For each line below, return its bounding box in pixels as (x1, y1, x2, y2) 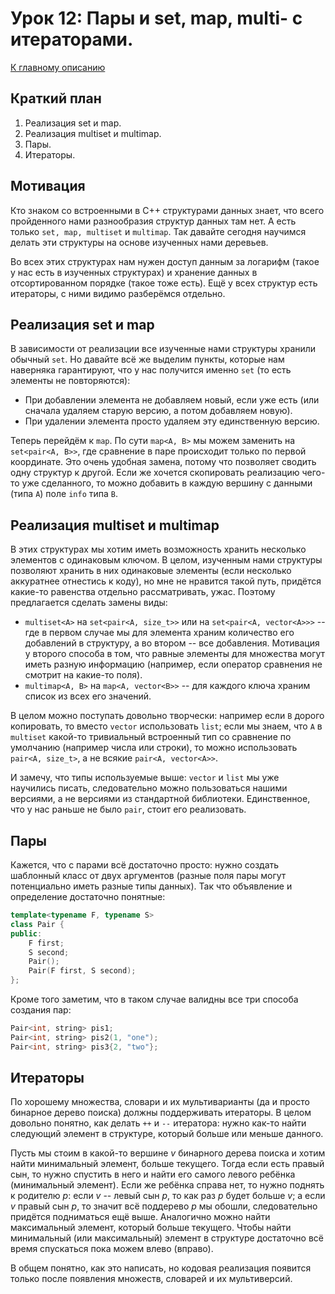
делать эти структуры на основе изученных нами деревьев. (10, 236, 269, 248)
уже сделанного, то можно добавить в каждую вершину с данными (21, 477, 313, 489)
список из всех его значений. (24, 690, 152, 702)
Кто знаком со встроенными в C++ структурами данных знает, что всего (10, 204, 325, 216)
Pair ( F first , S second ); (28, 966, 137, 976)
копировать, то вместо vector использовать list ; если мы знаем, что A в (10, 720, 323, 732)
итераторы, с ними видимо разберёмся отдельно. (10, 287, 226, 299)
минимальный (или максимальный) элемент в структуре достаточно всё (10, 1232, 324, 1244)
